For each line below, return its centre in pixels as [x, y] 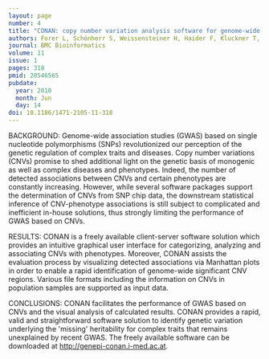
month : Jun [34, 98]
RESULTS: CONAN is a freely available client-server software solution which [134, 237]
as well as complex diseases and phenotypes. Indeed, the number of [122, 170]
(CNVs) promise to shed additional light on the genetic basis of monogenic [132, 161]
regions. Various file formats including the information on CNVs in [116, 279]
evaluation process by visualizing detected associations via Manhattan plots [134, 262]
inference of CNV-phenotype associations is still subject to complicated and [134, 204]
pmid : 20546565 [34, 75]
